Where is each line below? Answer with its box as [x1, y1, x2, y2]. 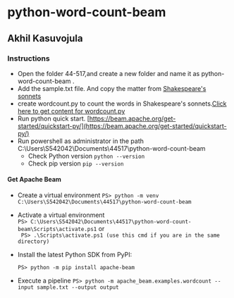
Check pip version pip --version [27, 159, 124, 168]
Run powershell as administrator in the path [17, 137, 144, 145]
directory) [17, 238, 50, 245]
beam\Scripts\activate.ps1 [17, 226, 97, 233]
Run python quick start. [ [17, 114, 90, 123]
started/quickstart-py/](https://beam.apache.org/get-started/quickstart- [17, 121, 227, 130]
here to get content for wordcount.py [17, 106, 125, 115]
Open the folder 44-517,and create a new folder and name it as [17, 69, 200, 77]
